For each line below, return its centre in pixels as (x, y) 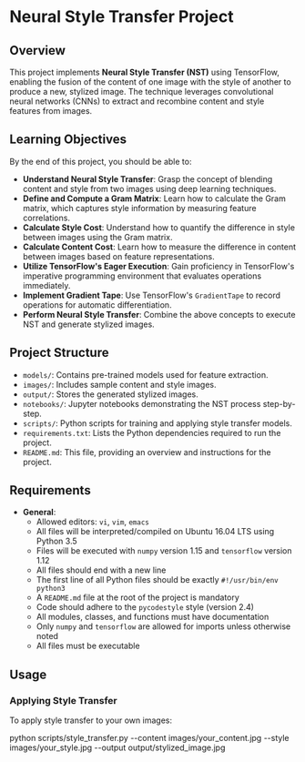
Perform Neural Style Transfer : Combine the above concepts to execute (159, 314)
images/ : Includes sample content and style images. (119, 384)
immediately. (46, 285)
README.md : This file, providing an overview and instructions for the (147, 452)
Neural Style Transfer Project (122, 17)
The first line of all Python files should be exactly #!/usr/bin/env (158, 580)
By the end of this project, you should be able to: (101, 161)
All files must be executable (88, 646)
